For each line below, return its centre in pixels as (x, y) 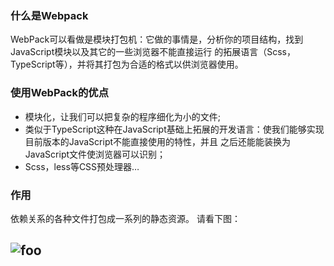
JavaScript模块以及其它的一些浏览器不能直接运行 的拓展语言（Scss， (153, 52)
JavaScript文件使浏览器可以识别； (95, 154)
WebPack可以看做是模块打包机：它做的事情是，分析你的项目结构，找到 (157, 39)
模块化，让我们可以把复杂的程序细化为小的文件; (123, 116)
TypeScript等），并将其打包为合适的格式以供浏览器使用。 (127, 64)
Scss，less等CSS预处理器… (82, 166)
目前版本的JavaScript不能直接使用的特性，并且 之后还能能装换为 (157, 141)
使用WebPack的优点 (60, 93)
